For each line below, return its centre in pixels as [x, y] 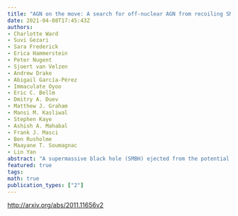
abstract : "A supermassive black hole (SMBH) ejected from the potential [119, 159]
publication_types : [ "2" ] [45, 185]
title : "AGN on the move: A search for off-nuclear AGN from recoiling [115, 14]
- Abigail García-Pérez [42, 80]
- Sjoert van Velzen [38, 67]
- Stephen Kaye [30, 119]
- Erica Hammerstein [38, 54]
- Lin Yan [22, 152]
